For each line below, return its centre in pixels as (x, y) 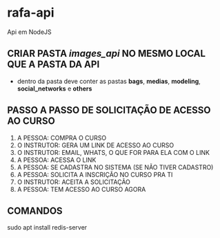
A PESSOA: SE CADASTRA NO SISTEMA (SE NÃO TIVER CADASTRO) (115, 167)
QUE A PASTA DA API (53, 65)
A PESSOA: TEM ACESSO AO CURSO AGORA (81, 189)
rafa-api (31, 13)
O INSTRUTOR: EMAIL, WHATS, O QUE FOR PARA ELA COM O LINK (113, 152)
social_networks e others (54, 89)
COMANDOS (35, 211)
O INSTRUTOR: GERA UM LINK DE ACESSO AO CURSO (96, 145)
